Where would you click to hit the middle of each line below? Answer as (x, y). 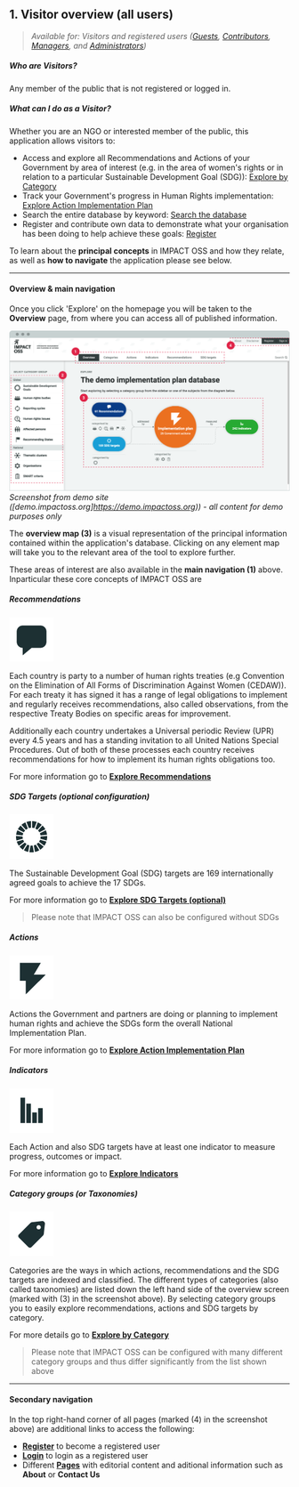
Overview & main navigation (62, 289)
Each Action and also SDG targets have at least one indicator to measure (142, 1146)
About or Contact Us (61, 1474)
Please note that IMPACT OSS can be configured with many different (157, 1352)
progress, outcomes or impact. (66, 1156)
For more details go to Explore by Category (89, 1335)
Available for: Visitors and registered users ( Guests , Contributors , (151, 36)
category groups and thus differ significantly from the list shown (149, 1362)
